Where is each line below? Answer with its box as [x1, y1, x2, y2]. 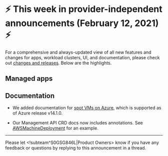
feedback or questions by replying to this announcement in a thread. [5, 145, 146, 151]
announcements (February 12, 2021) [5, 18, 159, 29]
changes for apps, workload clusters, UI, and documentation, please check [5, 54, 160, 60]
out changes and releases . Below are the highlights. [5, 60, 112, 66]
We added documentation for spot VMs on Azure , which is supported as [12, 105, 161, 111]
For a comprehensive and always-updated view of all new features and [5, 49, 151, 55]
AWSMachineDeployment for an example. [12, 125, 98, 131]
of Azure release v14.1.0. [12, 110, 63, 116]
